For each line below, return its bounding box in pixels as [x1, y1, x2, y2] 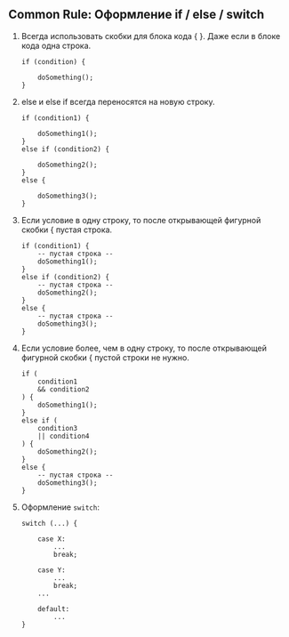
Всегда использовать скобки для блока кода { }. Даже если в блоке [20, 30, 281, 41]
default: [37, 604, 70, 613]
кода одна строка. [20, 40, 92, 51]
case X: [37, 534, 66, 544]
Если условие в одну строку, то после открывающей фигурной [20, 214, 261, 225]
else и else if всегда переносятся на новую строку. [20, 96, 215, 107]
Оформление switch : [20, 502, 100, 512]
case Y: [37, 565, 66, 575]
